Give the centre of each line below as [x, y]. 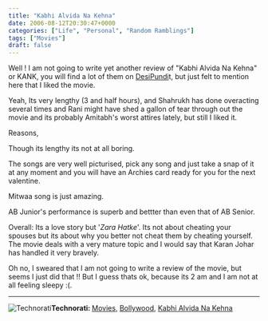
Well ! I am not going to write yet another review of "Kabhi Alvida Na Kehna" [133, 68]
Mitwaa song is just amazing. [56, 196]
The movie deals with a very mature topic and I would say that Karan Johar [131, 244]
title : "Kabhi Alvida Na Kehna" [62, 16]
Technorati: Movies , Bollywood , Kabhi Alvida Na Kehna [142, 308]
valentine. [24, 181]
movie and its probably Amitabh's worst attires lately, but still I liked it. [123, 117]
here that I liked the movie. [52, 85]
